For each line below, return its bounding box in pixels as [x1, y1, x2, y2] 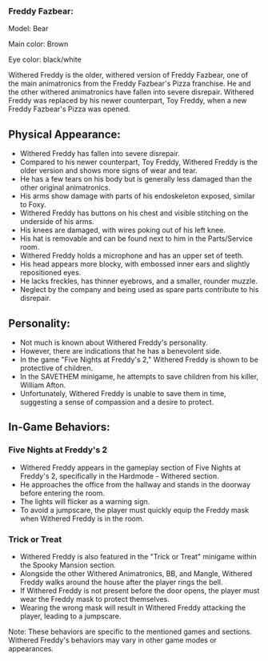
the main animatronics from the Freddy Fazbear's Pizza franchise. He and [8, 78, 251, 89]
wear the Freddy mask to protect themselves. [19, 594, 170, 603]
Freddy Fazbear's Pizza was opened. [8, 104, 130, 114]
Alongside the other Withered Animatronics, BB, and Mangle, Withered [19, 568, 253, 578]
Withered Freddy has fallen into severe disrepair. [19, 149, 180, 158]
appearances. [8, 643, 54, 653]
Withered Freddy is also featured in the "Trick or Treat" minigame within [19, 551, 258, 561]
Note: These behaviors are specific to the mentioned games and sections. [8, 627, 252, 636]
